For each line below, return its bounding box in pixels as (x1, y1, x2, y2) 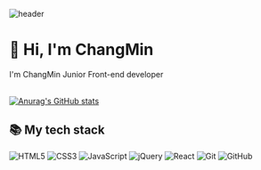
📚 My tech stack (9, 123, 105, 138)
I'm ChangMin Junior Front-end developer (9, 69, 164, 79)
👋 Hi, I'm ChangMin (9, 40, 154, 60)
